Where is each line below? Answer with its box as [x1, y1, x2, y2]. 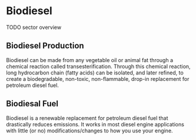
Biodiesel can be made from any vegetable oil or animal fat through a [6, 56, 174, 63]
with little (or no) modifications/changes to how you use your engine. [6, 127, 173, 134]
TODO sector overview [6, 24, 62, 31]
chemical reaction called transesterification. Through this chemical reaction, [6, 63, 191, 70]
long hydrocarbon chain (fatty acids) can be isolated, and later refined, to [6, 69, 184, 76]
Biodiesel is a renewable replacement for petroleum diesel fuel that [6, 114, 169, 122]
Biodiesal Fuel [6, 99, 59, 109]
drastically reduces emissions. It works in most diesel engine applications [6, 121, 184, 128]
